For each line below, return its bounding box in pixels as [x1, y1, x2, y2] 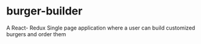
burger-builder [6, 4, 83, 18]
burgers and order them [6, 30, 66, 37]
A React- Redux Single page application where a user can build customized [6, 24, 196, 31]
